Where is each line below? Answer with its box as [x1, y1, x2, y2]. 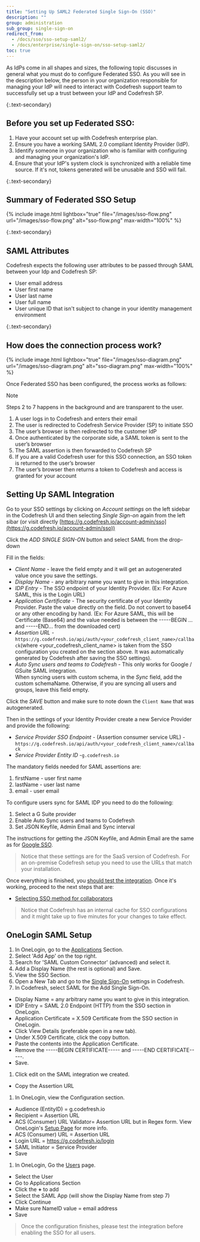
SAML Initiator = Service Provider [14, 1143, 97, 1151]
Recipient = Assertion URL [14, 1112, 80, 1119]
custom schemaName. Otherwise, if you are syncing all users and [14, 679, 177, 687]
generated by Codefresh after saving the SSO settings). [14, 654, 152, 661]
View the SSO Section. [14, 971, 70, 979]
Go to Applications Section [14, 1179, 81, 1186]
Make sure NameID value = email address [14, 1204, 118, 1212]
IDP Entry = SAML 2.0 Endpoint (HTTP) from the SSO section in [14, 1002, 171, 1009]
